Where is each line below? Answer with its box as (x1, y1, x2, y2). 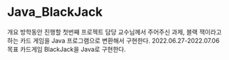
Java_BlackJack (7, 4, 103, 20)
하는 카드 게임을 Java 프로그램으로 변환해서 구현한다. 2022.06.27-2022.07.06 (7, 36, 220, 45)
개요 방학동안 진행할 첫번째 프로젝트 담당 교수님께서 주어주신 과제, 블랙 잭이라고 (7, 28, 222, 36)
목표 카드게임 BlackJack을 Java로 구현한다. (7, 45, 126, 53)
